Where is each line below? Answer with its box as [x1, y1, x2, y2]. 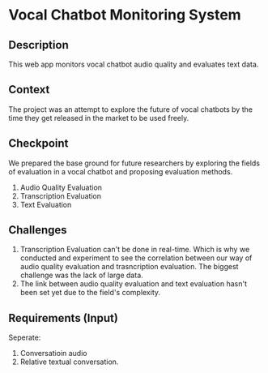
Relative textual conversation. [19, 357, 119, 367]
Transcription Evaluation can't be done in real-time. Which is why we [19, 245, 250, 255]
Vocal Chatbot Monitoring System [8, 6, 241, 24]
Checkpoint [8, 136, 69, 151]
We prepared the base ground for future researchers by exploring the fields [8, 158, 261, 168]
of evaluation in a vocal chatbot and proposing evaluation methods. [8, 166, 233, 176]
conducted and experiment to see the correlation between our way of [19, 253, 253, 263]
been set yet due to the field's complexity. [19, 288, 160, 298]
